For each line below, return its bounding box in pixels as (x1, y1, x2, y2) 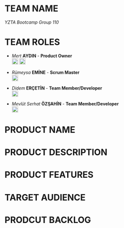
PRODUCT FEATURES (4, 169, 94, 180)
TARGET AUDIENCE (4, 192, 86, 203)
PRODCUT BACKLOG (4, 214, 91, 226)
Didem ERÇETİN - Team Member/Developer (11, 85, 102, 91)
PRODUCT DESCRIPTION (4, 147, 107, 158)
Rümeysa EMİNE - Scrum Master (11, 69, 79, 75)
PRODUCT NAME (4, 124, 75, 135)
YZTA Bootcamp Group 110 (4, 19, 59, 25)
